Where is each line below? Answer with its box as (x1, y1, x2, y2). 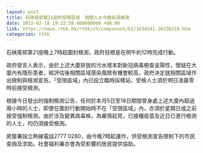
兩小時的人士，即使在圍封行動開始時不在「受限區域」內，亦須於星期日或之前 (6, 105, 197, 112)
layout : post (6, 8, 39, 15)
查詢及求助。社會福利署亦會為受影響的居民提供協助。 (6, 140, 139, 148)
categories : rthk (6, 31, 50, 37)
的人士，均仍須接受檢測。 (6, 120, 70, 127)
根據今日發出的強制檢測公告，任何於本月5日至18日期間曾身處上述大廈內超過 (6, 97, 195, 105)
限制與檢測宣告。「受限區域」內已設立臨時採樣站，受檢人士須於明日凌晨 (11, 77, 189, 84)
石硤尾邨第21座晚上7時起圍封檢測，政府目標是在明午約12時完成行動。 (6, 49, 179, 56)
